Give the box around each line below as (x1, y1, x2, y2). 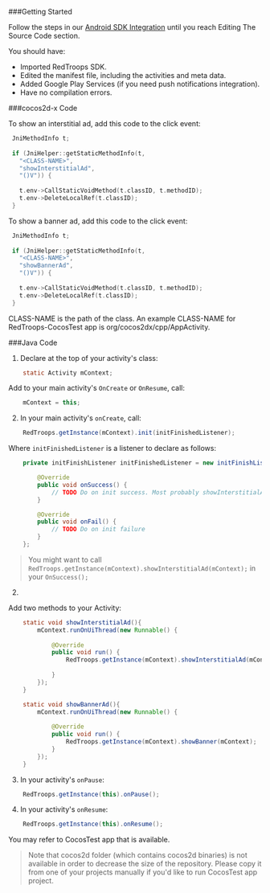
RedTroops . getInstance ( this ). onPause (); (22, 790, 160, 798)
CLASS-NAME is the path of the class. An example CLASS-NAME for (8, 313, 236, 323)
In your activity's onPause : (19, 775, 104, 784)
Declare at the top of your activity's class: (19, 353, 158, 363)
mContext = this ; (22, 399, 81, 407)
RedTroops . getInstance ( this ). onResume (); (22, 820, 163, 829)
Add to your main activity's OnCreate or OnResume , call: (8, 383, 185, 393)
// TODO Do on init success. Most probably (51, 488, 199, 497)
